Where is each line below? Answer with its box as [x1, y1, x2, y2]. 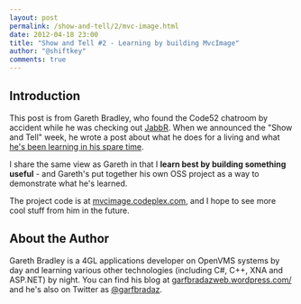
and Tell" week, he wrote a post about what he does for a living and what [9, 132, 281, 143]
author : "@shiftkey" [9, 47, 87, 56]
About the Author [9, 231, 110, 246]
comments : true [9, 55, 67, 64]
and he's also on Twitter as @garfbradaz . [9, 283, 163, 294]
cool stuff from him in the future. [9, 205, 130, 216]
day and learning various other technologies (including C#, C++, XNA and [9, 264, 284, 275]
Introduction [9, 88, 81, 104]
